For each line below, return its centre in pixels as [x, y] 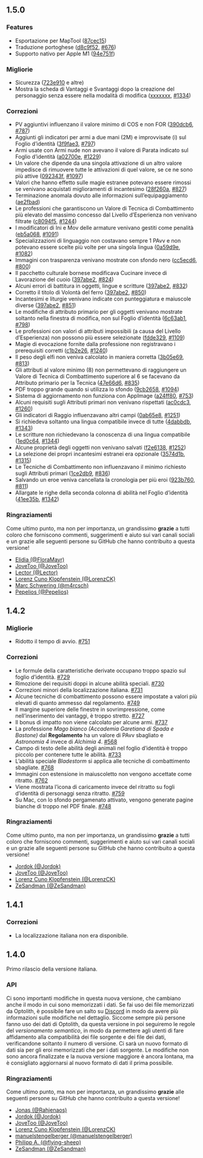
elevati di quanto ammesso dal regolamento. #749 [78, 702]
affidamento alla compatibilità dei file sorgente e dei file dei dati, [86, 1037]
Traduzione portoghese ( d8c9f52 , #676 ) [65, 47]
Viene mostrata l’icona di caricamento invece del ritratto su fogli [95, 786]
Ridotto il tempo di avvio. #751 [52, 642]
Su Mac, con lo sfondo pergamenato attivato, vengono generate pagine [104, 800]
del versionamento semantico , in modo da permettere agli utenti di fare [95, 1030]
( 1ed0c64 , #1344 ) [37, 441]
